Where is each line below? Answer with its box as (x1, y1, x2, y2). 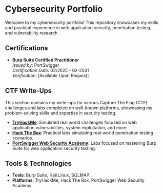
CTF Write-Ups (5, 87, 52, 95)
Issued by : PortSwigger (12, 62, 60, 68)
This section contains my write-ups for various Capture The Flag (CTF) (5, 99, 148, 105)
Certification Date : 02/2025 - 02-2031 (12, 67, 89, 73)
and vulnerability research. (5, 30, 59, 36)
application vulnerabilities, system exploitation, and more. (12, 124, 128, 130)
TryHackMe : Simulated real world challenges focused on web (12, 119, 137, 125)
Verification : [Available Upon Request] (12, 72, 89, 78)
